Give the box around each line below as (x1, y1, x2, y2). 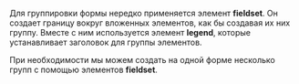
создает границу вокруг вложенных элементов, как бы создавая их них (9, 17, 291, 28)
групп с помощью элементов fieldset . (9, 64, 158, 75)
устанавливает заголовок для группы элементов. (9, 37, 202, 47)
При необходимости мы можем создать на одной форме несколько (9, 55, 275, 65)
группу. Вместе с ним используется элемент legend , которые (9, 27, 251, 37)
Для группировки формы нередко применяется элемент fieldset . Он (9, 8, 278, 18)
